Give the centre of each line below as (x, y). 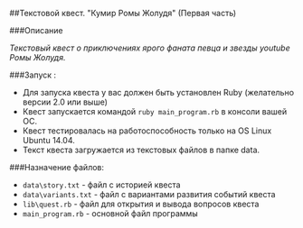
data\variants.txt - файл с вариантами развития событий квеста (149, 194)
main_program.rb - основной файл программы (110, 214)
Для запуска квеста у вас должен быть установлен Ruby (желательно (158, 92)
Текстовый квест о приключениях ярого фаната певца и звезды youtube (150, 48)
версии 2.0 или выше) (65, 102)
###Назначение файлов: (57, 167)
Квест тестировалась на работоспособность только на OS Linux (147, 131)
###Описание (36, 30)
